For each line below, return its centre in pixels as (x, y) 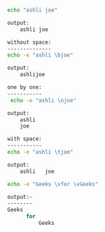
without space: (29, 42)
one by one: (24, 87)
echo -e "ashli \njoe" (43, 100)
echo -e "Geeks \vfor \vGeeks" (53, 184)
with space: (24, 139)
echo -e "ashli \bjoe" (40, 55)
